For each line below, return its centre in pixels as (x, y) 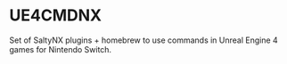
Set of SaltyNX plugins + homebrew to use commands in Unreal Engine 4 (143, 40)
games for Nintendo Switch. (61, 49)
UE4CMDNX (56, 16)
